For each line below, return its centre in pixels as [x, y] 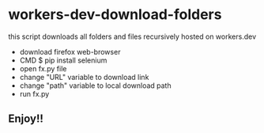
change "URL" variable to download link [84, 77]
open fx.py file [43, 68]
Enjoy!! [26, 119]
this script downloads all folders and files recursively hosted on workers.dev [132, 36]
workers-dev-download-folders [115, 15]
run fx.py [34, 93]
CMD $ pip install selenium [63, 60]
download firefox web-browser [70, 51]
